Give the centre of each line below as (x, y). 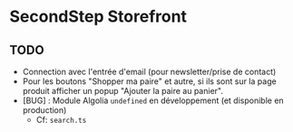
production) (44, 110)
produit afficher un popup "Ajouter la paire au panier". (123, 91)
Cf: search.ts (61, 120)
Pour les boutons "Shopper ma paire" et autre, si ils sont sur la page (149, 81)
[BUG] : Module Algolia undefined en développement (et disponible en (153, 100)
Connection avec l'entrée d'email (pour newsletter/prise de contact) (149, 71)
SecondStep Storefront (98, 17)
